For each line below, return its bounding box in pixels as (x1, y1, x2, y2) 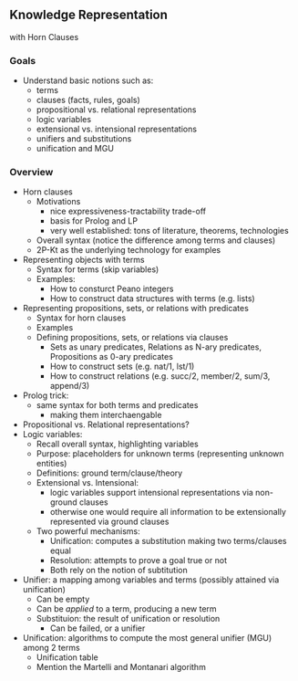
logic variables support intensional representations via (49, 487, 253, 498)
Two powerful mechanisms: (36, 526, 140, 537)
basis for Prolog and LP (49, 215, 139, 226)
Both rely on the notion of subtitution (49, 565, 189, 576)
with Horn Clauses (9, 31, 79, 42)
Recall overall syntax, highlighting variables (36, 438, 199, 450)
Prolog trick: (22, 390, 69, 401)
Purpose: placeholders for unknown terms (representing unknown (36, 448, 284, 459)
